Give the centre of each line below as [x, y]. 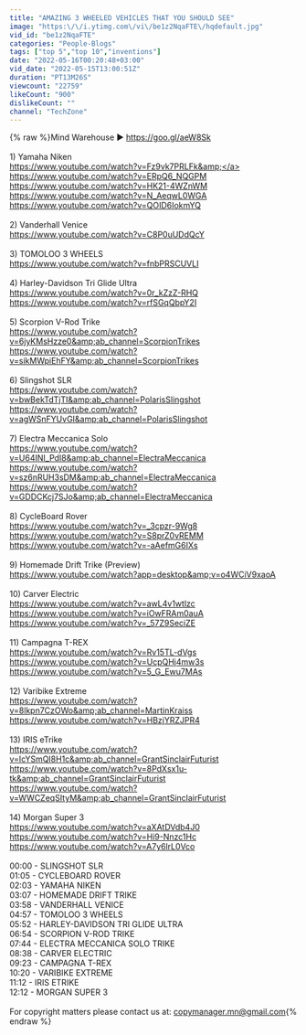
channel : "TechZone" [49, 112]
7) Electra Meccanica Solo [59, 439]
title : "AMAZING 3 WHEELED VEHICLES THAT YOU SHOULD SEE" [122, 18]
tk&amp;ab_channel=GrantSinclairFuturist [88, 779]
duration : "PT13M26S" [51, 78]
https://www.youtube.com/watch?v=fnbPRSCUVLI [104, 264]
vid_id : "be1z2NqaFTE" [53, 35]
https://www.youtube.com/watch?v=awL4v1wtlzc [103, 603]
